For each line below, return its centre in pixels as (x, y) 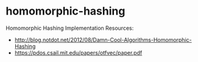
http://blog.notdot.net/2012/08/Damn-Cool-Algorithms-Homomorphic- (103, 40)
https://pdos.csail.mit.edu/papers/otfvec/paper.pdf (78, 52)
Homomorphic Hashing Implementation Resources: (70, 28)
